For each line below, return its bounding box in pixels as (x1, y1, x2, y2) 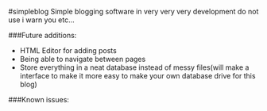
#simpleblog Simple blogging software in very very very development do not (8, 7, 259, 16)
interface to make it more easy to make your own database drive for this (19, 71, 256, 80)
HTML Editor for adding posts (19, 46, 117, 55)
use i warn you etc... (8, 15, 75, 25)
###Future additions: (8, 31, 77, 40)
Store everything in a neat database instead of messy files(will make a (19, 63, 250, 72)
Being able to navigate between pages (19, 55, 146, 63)
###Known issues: (8, 95, 70, 104)
